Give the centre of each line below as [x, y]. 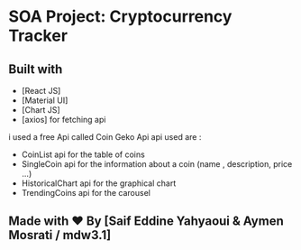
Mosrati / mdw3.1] [60, 235]
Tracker [38, 36]
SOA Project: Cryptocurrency [120, 17]
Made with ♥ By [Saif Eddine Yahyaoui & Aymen [146, 222]
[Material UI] [45, 100]
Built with [36, 69]
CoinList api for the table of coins [83, 154]
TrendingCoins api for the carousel [86, 193]
